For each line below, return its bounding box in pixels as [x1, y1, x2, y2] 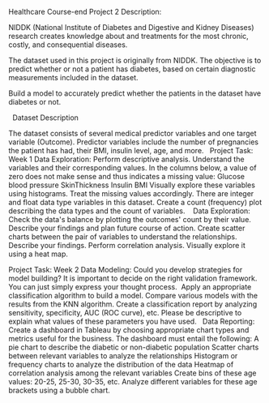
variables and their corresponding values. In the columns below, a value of [8, 163, 257, 173]
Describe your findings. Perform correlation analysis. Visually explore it [8, 241, 246, 250]
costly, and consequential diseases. [8, 40, 128, 49]
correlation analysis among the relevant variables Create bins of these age [8, 368, 257, 378]
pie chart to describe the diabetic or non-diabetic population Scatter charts [8, 342, 259, 352]
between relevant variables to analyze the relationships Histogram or [8, 351, 238, 360]
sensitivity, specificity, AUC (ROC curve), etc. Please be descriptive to [8, 308, 242, 317]
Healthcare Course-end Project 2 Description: [8, 7, 162, 16]
